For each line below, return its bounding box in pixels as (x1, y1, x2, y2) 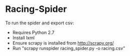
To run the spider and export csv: (5, 20, 74, 26)
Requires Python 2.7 (12, 29, 55, 35)
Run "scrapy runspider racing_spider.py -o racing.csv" (12, 45, 125, 51)
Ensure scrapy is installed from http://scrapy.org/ (12, 40, 114, 46)
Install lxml (12, 35, 35, 41)
